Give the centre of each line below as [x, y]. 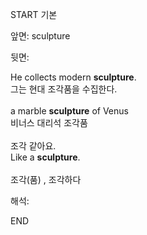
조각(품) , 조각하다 [46, 179]
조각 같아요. [33, 146]
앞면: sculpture [40, 36]
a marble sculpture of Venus [69, 111]
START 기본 [34, 14]
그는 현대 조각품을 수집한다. [64, 89]
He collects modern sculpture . [73, 77]
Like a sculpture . [45, 157]
